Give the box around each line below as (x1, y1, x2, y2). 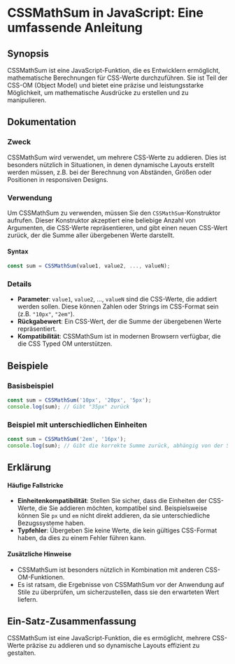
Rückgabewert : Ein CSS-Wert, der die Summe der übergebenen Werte (17, 317, 222, 326)
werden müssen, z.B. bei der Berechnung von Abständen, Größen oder (7, 168, 212, 176)
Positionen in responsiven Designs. (7, 175, 108, 183)
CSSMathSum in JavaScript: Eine (7, 5, 204, 21)
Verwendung (7, 192, 52, 202)
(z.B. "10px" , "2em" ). (17, 310, 75, 318)
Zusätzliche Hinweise (7, 550, 72, 558)
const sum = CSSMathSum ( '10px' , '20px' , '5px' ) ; (7, 397, 152, 404)
